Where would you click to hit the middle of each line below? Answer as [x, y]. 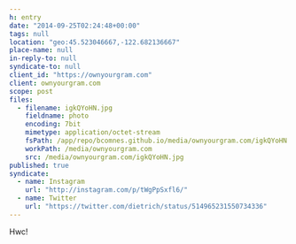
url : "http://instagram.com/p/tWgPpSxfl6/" [107, 190]
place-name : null [41, 50]
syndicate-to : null [45, 67]
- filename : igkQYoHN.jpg [65, 108]
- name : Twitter [47, 198]
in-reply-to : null [43, 58]
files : [21, 99]
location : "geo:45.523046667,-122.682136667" [94, 42]
